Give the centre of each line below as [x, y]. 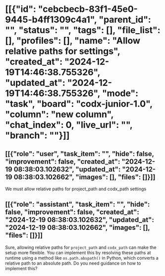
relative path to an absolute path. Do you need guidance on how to [73, 263]
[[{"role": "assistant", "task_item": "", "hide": [78, 204]
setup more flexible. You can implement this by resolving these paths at [78, 252]
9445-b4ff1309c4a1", [51, 20]
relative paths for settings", [63, 51]
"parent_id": [125, 20]
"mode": [120, 93]
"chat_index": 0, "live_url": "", [69, 125]
